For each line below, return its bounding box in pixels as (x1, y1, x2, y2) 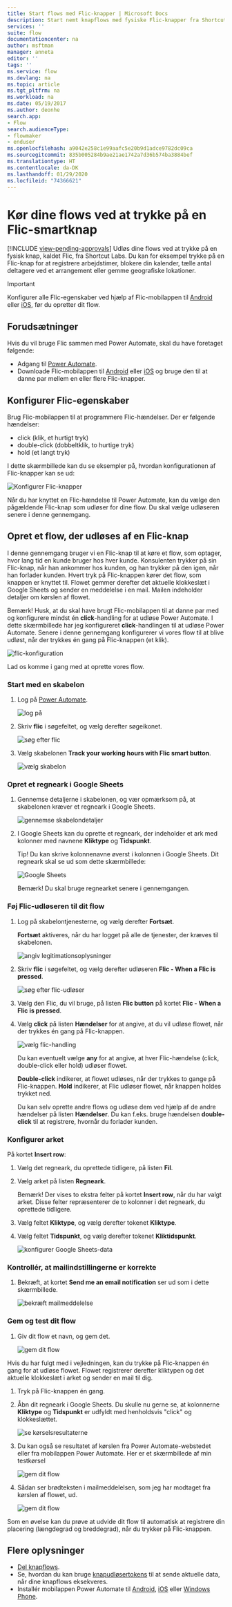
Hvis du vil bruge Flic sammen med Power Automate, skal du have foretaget (7, 339, 223, 348)
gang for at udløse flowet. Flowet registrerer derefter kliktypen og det (7, 1366, 204, 1374)
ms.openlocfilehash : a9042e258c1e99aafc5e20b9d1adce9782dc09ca (7, 145, 193, 152)
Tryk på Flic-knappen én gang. (17, 1387, 106, 1395)
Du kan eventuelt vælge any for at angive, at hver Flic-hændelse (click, (17, 1053, 220, 1062)
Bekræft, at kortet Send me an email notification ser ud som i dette (17, 1278, 209, 1286)
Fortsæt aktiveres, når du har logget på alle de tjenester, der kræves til (17, 930, 219, 939)
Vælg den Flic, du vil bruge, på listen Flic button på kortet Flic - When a (17, 999, 222, 1007)
